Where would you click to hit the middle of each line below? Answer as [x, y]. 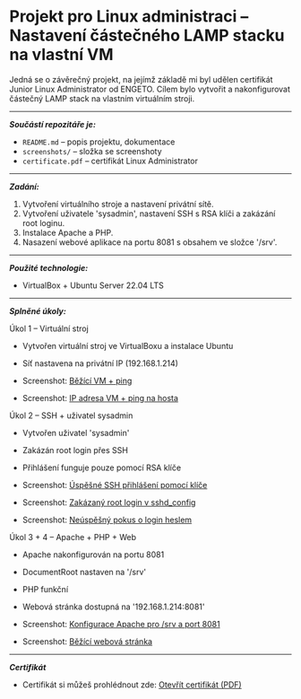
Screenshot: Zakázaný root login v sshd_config [109, 502]
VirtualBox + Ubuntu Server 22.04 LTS [93, 285]
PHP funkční [45, 589]
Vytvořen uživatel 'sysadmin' [76, 433]
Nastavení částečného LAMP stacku [147, 35]
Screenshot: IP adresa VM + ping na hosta [100, 398]
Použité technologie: [49, 267]
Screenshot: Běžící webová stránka [87, 641]
